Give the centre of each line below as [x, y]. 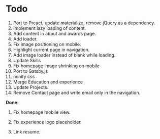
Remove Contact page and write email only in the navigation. [77, 92]
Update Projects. [31, 87]
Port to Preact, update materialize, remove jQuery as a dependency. [84, 23]
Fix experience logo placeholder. [47, 122]
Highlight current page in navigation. [51, 50]
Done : [12, 102]
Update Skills [27, 60]
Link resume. [27, 131]
